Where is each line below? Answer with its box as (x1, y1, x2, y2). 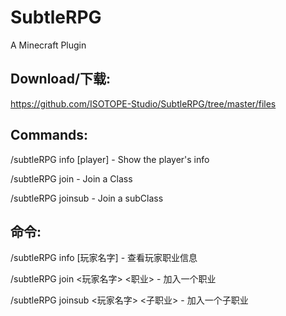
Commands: (10, 127, 89, 144)
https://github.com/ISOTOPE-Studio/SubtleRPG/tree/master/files (10, 97, 277, 110)
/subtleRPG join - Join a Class (10, 172, 133, 185)
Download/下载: (10, 71, 112, 88)
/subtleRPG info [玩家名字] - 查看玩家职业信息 (10, 252, 198, 264)
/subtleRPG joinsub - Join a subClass (10, 192, 164, 204)
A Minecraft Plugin (10, 39, 87, 51)
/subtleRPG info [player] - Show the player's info (10, 153, 210, 165)
